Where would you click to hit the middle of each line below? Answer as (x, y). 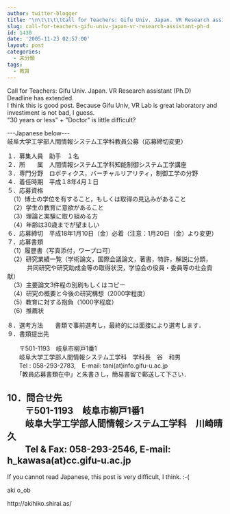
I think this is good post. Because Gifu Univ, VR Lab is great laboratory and (112, 105)
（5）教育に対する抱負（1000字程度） (65, 302)
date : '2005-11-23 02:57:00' (49, 39)
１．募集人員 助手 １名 (43, 156)
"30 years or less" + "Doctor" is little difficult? (72, 120)
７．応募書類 (25, 242)
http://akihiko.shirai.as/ (39, 504)
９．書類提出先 (28, 333)
